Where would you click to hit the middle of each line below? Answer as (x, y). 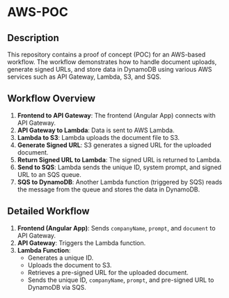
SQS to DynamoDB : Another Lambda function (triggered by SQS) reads (120, 182)
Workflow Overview (52, 99)
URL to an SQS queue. (49, 174)
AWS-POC (38, 12)
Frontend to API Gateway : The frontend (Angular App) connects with (116, 115)
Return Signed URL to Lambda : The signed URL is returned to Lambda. (119, 159)
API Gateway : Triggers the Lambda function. (81, 243)
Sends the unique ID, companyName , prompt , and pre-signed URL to (121, 280)
